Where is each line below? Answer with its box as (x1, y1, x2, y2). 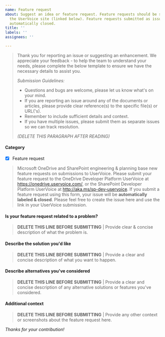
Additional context (5, 301, 44, 306)
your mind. (24, 92, 47, 98)
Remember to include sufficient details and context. (24, 113, 129, 119)
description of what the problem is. (17, 229, 88, 235)
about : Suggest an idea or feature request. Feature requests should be (5, 12, 157, 17)
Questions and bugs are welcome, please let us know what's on (24, 87, 154, 93)
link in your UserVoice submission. (17, 202, 87, 208)
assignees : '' (5, 35, 34, 40)
